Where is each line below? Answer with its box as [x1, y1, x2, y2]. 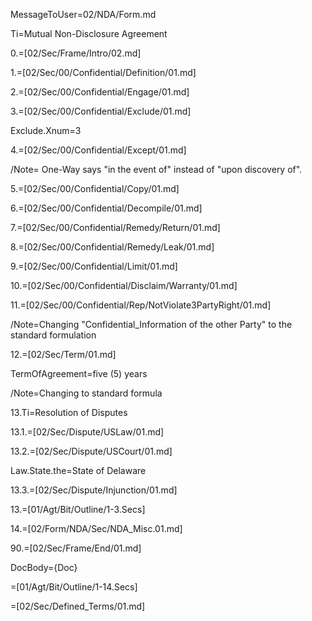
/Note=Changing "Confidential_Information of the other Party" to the [10, 319, 293, 330]
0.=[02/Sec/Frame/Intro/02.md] [10, 47, 142, 59]
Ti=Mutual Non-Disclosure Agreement [10, 28, 168, 39]
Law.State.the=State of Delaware [10, 465, 147, 476]
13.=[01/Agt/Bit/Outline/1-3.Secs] [10, 504, 146, 515]
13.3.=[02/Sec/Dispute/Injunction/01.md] [10, 484, 178, 496]
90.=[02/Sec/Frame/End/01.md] [10, 542, 142, 554]
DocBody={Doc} [10, 562, 78, 573]
